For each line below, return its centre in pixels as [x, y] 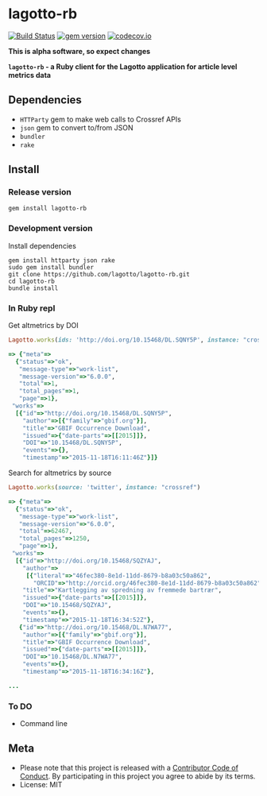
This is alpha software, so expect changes [79, 51]
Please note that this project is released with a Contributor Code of [129, 767]
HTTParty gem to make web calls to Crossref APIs [100, 119]
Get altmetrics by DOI [43, 326]
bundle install [33, 288]
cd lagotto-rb [32, 281]
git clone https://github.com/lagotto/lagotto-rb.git [99, 274]
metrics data [30, 75]
